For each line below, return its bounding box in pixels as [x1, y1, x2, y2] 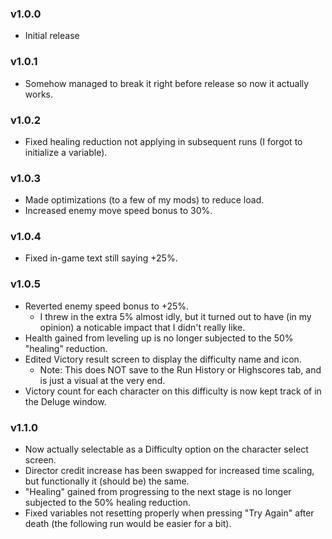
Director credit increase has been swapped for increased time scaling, [24, 465, 315, 477]
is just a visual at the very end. [39, 374, 166, 386]
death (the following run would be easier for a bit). [24, 518, 232, 530]
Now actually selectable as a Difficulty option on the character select [24, 443, 309, 456]
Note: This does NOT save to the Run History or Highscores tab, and [39, 363, 322, 376]
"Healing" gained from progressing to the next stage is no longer [24, 486, 292, 498]
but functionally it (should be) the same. [24, 475, 190, 487]
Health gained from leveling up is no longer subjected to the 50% [24, 332, 294, 344]
